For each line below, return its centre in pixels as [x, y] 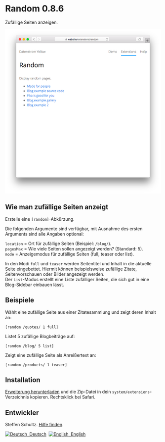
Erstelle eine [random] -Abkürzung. [40, 219]
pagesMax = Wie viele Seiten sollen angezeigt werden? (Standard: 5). [74, 248]
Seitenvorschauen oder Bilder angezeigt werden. [55, 274]
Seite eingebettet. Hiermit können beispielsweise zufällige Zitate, [71, 269]
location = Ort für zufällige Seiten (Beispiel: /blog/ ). [58, 244]
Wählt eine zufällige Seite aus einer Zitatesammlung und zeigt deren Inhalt [81, 312]
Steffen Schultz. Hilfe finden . [34, 425]
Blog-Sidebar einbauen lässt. [35, 285]
